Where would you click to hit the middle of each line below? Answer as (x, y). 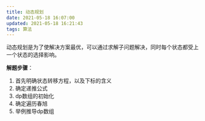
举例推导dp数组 (34, 111)
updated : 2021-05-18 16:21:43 (45, 23)
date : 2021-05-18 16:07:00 (41, 18)
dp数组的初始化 (34, 96)
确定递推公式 (31, 89)
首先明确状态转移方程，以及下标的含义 (63, 81)
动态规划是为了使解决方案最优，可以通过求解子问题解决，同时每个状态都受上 (103, 47)
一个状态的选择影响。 (33, 55)
